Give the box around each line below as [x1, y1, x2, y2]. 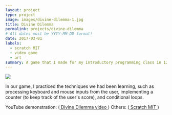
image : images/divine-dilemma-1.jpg [5, 17, 83, 22]
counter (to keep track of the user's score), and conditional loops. [5, 94, 144, 100]
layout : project [5, 7, 40, 13]
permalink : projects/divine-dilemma [5, 27, 83, 32]
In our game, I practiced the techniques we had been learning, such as [5, 83, 155, 89]
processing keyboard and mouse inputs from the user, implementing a [5, 89, 154, 95]
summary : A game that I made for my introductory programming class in [5, 60, 161, 65]
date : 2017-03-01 [5, 36, 42, 41]
